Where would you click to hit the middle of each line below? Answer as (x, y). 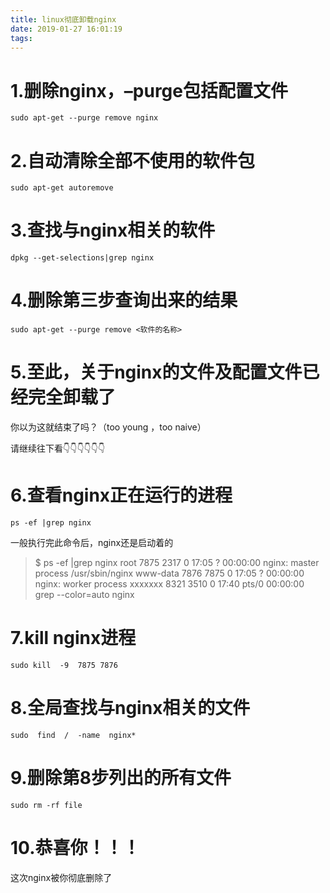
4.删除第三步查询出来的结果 (124, 300)
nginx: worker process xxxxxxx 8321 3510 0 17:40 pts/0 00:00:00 (169, 584)
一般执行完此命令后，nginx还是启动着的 (92, 542)
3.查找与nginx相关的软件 (113, 230)
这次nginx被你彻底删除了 (61, 877)
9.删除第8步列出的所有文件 (121, 778)
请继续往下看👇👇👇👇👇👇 (58, 448)
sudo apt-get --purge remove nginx (84, 118)
